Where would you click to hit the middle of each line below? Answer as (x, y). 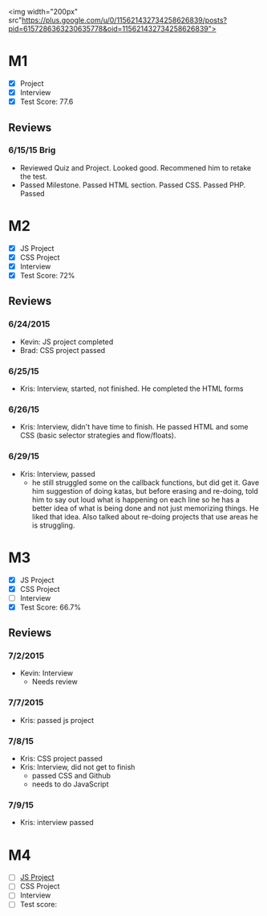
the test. (34, 176)
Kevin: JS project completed (67, 342)
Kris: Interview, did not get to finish (77, 767)
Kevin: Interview (47, 673)
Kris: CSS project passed (61, 758)
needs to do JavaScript (71, 784)
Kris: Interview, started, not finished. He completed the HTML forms (131, 388)
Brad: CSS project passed (63, 350)
